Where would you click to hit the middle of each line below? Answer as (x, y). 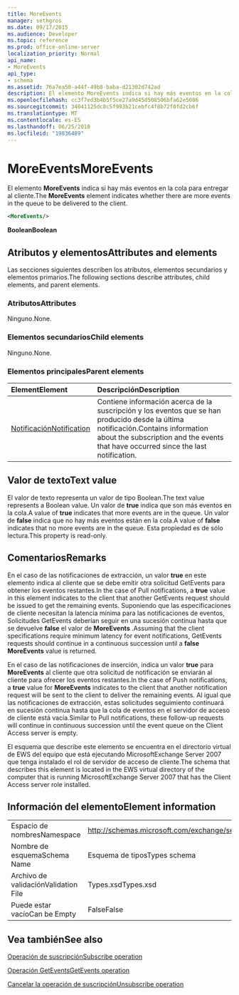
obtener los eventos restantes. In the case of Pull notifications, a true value (117, 590)
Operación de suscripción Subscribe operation (75, 957)
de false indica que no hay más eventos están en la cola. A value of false (114, 520)
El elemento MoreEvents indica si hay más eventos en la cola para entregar (118, 188)
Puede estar (31, 905)
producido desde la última (140, 419)
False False (105, 909)
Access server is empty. (43, 733)
